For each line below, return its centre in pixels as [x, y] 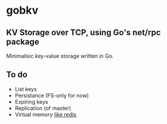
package [23, 41]
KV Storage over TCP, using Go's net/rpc [83, 32]
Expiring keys [31, 101]
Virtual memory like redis [45, 114]
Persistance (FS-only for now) [52, 95]
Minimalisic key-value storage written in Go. [60, 56]
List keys [26, 89]
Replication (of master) [43, 108]
